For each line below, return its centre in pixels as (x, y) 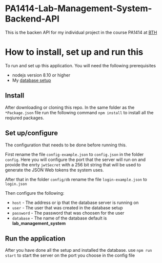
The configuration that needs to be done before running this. (66, 145)
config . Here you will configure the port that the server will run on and (75, 160)
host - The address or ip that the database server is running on (75, 202)
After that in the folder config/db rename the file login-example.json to (76, 179)
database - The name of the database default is (60, 218)
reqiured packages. (25, 118)
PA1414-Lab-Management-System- (79, 9)
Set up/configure (31, 133)
